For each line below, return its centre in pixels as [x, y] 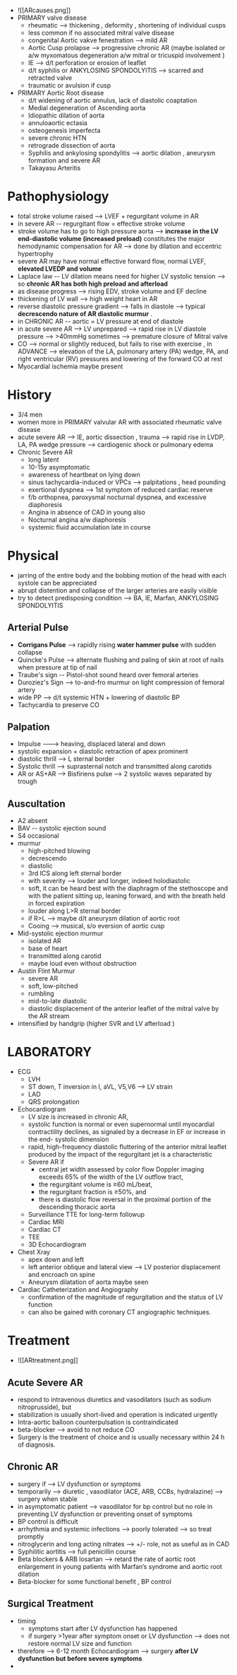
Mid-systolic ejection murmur [60, 933]
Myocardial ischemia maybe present [70, 366]
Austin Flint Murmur [46, 971]
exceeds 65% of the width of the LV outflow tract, [111, 1177]
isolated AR [44, 941]
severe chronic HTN [57, 138]
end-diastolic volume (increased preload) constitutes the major [111, 238]
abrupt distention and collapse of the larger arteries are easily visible [117, 590]
